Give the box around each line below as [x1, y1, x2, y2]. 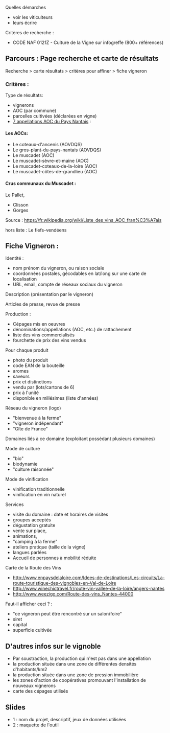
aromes [12, 368, 29, 374]
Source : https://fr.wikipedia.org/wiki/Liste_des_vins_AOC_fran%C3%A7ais [5, 217, 162, 223]
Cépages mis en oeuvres [12, 321, 65, 327]
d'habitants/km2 [12, 667, 47, 673]
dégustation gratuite [12, 522, 56, 529]
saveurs [12, 373, 30, 380]
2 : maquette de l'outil [12, 722, 59, 728]
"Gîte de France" [12, 426, 48, 432]
